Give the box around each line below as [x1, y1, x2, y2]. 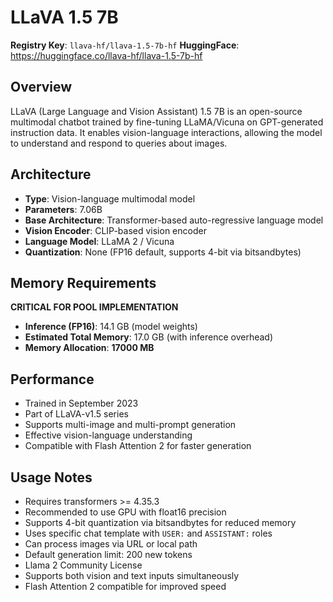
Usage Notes [10, 469, 93, 486]
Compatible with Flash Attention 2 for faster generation [24, 440, 252, 452]
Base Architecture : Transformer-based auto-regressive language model [24, 214, 324, 226]
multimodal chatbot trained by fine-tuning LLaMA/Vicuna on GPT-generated [10, 116, 324, 128]
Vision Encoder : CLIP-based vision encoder [24, 224, 207, 236]
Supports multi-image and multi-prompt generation [24, 419, 237, 431]
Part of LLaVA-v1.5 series [24, 408, 129, 420]
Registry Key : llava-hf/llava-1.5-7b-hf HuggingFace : [10, 39, 240, 51]
